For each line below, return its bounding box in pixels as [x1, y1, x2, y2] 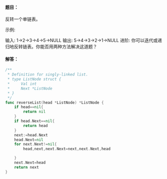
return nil [23, 109, 46, 114]
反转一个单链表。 [5, 16, 40, 22]
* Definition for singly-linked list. [7, 72, 88, 77]
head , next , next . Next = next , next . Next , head [23, 146, 111, 151]
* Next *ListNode [7, 86, 52, 91]
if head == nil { [14, 104, 43, 109]
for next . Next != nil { [14, 142, 57, 147]
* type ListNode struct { [7, 77, 61, 82]
